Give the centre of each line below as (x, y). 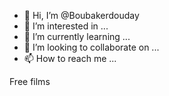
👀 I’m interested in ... (66, 26)
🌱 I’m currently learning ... (77, 36)
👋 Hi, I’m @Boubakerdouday (81, 15)
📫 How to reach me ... (70, 58)
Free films (30, 81)
